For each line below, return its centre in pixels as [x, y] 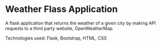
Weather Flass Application [61, 9]
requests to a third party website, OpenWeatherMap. [59, 28]
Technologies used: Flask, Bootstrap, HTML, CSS [56, 38]
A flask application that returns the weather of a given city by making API [81, 23]
